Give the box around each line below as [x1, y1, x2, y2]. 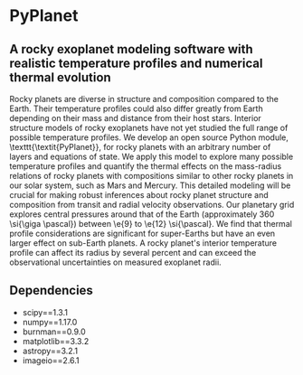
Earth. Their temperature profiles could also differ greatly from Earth [9, 103, 264, 114]
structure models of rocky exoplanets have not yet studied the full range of [9, 123, 289, 133]
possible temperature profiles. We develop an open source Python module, [9, 132, 289, 143]
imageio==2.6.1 [22, 354, 80, 366]
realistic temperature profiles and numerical [9, 55, 263, 70]
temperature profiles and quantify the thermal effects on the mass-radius [9, 161, 282, 172]
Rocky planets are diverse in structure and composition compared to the [9, 94, 279, 104]
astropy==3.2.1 [22, 345, 79, 356]
